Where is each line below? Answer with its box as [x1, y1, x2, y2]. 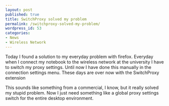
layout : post [5, 7, 33, 12]
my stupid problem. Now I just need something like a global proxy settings [5, 89, 159, 95]
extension [5, 74, 26, 80]
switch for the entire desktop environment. [5, 95, 94, 101]
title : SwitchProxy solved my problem [5, 16, 87, 21]
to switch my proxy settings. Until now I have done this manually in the [5, 64, 151, 70]
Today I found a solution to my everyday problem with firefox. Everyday [5, 53, 154, 59]
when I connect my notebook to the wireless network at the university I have [5, 58, 164, 65]
